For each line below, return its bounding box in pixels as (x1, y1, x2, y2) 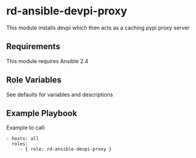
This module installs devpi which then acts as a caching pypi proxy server (6, 24, 190, 31)
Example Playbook (6, 108, 77, 118)
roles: (11, 141, 28, 147)
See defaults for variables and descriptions (6, 91, 113, 98)
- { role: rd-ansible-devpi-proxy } (19, 146, 112, 153)
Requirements (6, 41, 60, 52)
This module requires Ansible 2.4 (6, 57, 89, 64)
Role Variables (6, 75, 62, 85)
